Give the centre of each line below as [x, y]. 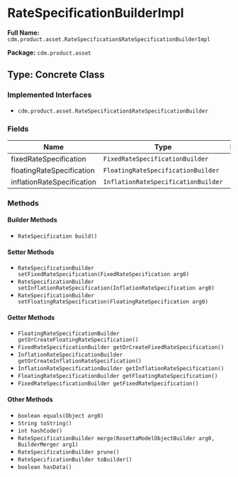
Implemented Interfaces [50, 95]
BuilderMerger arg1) [48, 444]
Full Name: [23, 33]
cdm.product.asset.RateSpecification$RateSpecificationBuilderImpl [109, 39]
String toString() [45, 423]
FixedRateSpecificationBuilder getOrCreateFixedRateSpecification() [121, 347]
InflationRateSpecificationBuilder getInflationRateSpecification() [121, 369]
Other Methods [30, 400]
